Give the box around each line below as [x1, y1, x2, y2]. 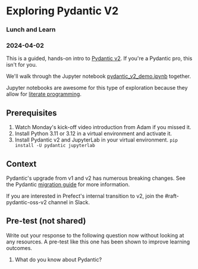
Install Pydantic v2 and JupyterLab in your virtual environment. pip [14, 136, 178, 143]
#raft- [164, 192, 180, 200]
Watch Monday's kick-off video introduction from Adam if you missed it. [14, 124, 191, 131]
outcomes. [6, 244, 33, 251]
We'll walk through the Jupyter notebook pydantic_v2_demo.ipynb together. [6, 73, 191, 80]
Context [6, 159, 37, 169]
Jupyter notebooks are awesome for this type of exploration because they [6, 85, 188, 92]
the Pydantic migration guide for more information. [6, 181, 130, 188]
